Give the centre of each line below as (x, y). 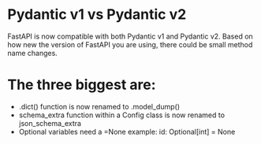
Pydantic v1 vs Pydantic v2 (97, 15)
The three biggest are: (82, 85)
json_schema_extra (50, 123)
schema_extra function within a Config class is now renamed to (122, 115)
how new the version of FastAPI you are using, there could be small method (130, 44)
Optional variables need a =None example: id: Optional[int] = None (127, 131)
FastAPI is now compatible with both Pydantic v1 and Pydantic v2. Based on (130, 36)
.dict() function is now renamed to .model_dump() (99, 106)
